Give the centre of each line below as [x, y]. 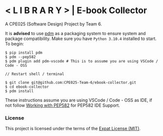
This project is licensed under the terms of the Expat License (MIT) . [73, 129]
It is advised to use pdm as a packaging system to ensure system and [75, 33]
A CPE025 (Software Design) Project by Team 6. [54, 24]
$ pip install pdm [24, 53]
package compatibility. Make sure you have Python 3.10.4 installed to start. [81, 39]
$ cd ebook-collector [27, 87]
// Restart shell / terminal [35, 74]
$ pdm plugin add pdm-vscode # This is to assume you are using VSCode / [82, 61]
